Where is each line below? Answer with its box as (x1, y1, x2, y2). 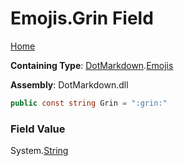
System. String (10, 145, 69, 157)
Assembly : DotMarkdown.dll (10, 78, 129, 91)
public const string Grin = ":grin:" (10, 98, 168, 108)
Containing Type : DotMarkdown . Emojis (10, 59, 174, 71)
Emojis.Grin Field (10, 7, 154, 30)
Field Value (10, 122, 66, 136)
